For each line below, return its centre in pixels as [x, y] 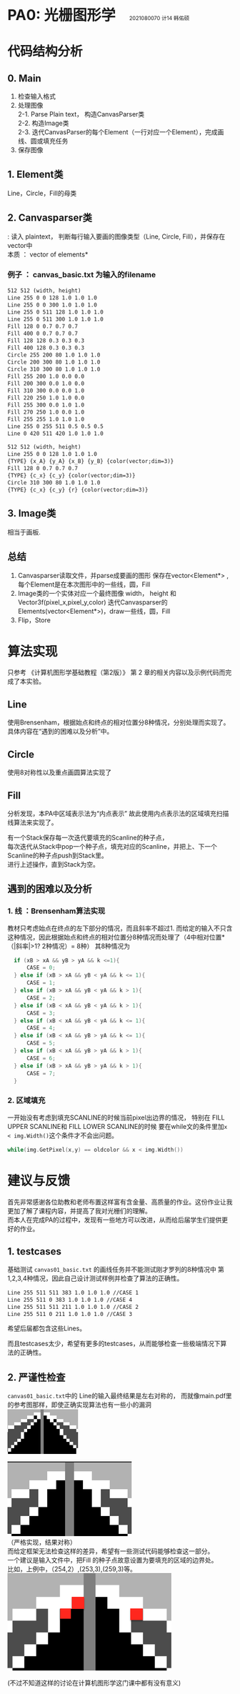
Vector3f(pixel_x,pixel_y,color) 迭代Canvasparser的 [92, 602]
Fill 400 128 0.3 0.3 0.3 [46, 348]
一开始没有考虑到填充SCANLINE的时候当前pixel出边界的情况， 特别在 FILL [116, 1117]
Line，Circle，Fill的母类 [42, 193]
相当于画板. [24, 532]
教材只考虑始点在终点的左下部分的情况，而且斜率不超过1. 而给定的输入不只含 [120, 928]
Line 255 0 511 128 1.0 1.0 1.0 [55, 312]
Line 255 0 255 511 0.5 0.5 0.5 [55, 426]
